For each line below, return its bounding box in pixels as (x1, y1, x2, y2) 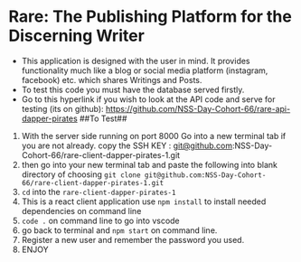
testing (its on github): (21, 103, 105, 114)
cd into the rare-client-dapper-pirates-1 (21, 186, 176, 197)
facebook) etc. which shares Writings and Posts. (21, 74, 202, 85)
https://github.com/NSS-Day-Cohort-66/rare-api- (106, 103, 291, 114)
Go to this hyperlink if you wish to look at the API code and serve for (21, 93, 277, 105)
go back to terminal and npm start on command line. (21, 224, 218, 236)
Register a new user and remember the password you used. (21, 234, 245, 245)
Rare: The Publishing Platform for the (8, 6, 293, 27)
